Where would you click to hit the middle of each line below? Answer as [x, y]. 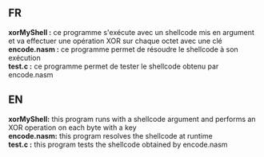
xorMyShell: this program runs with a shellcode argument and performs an [132, 119]
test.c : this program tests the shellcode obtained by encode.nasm [118, 144]
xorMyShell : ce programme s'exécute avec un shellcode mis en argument [131, 32]
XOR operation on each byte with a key [73, 128]
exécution [25, 57]
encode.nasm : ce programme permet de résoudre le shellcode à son [123, 49]
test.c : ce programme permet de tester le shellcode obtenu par [114, 66]
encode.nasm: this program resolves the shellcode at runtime [111, 135]
